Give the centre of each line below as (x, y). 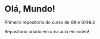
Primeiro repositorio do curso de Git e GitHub (50, 22)
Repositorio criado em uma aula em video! (47, 31)
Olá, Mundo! (30, 9)
